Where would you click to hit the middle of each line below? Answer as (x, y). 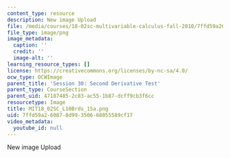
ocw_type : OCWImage (35, 77)
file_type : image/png (38, 32)
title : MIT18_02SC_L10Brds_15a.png (58, 109)
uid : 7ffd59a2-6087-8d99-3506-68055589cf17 (70, 115)
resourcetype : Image (37, 103)
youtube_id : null (38, 128)
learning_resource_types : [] (49, 64)
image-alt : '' (33, 58)
